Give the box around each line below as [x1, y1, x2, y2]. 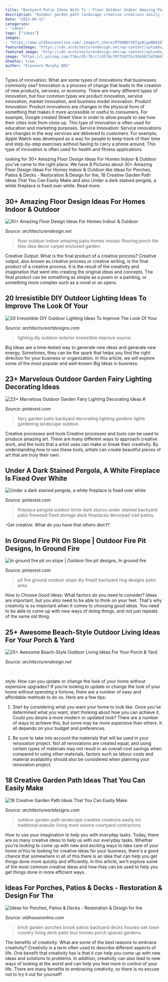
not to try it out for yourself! [5, 971, 62, 977]
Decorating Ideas [5, 383, 60, 391]
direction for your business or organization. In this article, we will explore [5, 355, 155, 361]
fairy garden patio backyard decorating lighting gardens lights [17, 415, 145, 421]
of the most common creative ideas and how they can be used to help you [5, 864, 158, 870]
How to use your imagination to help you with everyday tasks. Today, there [5, 832, 159, 838]
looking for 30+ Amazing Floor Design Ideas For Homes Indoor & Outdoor [5, 156, 156, 162]
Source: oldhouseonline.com [5, 914, 64, 920]
